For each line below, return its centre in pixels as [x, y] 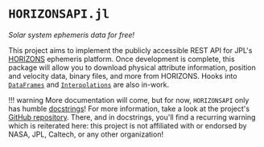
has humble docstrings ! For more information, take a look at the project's [129, 108]
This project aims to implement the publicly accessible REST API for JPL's [130, 50]
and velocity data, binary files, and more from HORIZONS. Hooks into [123, 76]
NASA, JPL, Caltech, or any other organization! [86, 134]
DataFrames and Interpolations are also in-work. [89, 84]
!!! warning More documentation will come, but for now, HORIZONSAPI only [129, 100]
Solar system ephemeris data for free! [72, 35]
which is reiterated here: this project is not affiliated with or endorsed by [128, 125]
